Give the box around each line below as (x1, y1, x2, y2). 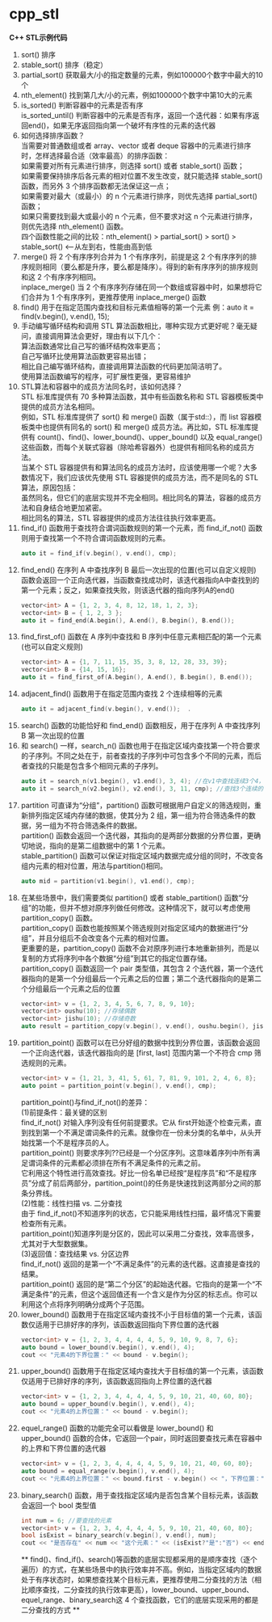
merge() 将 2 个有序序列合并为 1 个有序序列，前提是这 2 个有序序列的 (20, 251, 250, 261)
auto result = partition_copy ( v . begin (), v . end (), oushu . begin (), (20, 1022, 249, 1030)
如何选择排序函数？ (20, 130, 86, 140)
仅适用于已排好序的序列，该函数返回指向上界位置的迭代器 (20, 1376, 212, 1386)
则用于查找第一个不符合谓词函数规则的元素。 (20, 533, 170, 542)
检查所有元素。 (20, 1218, 71, 1228)
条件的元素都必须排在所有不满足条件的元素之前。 (42, 1157, 205, 1168)
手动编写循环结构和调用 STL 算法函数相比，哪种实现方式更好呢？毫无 (20, 321, 251, 331)
